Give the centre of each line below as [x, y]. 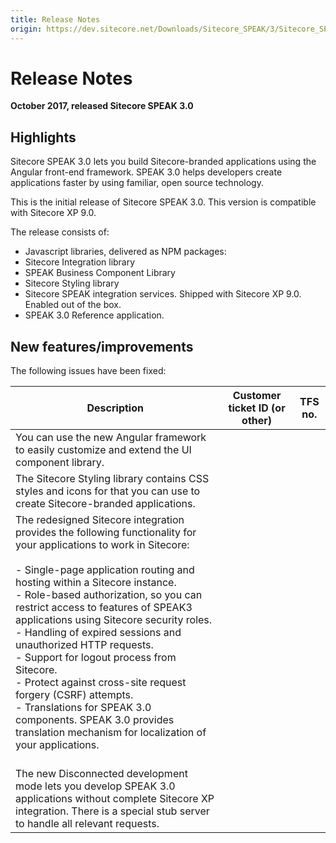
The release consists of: [60, 232]
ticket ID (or [257, 408]
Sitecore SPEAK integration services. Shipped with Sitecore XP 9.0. [163, 294]
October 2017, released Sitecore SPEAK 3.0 [102, 106]
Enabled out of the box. [73, 305]
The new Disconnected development [101, 774]
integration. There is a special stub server [112, 811]
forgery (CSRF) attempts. [74, 695]
